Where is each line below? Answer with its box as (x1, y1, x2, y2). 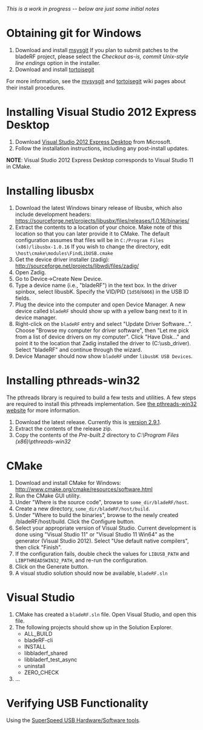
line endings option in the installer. (15, 59, 101, 66)
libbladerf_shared (24, 649, 68, 657)
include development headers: (15, 211, 92, 218)
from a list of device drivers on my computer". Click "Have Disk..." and (15, 333, 190, 340)
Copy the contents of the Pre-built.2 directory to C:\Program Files (15, 431, 179, 439)
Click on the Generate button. (15, 563, 89, 570)
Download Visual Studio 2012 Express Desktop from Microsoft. (15, 138, 172, 145)
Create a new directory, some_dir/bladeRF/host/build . (15, 505, 150, 512)
